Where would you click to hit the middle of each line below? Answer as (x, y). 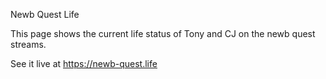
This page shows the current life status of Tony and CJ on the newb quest (163, 33)
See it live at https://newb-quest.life (84, 63)
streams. (28, 44)
